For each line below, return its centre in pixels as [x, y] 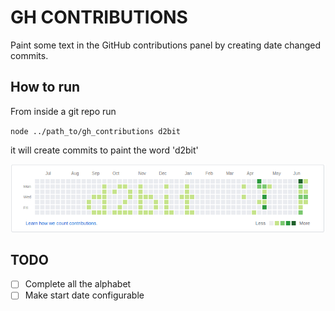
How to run [45, 87]
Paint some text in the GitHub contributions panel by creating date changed [165, 45]
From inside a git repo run [63, 111]
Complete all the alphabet [78, 284]
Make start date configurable [84, 295]
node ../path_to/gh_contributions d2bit [96, 131]
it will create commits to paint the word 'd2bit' [104, 150]
